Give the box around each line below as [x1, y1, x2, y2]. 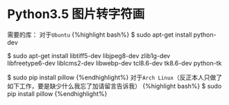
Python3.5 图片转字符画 [7, 6, 145, 22]
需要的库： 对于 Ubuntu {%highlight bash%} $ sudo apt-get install [7, 30, 192, 39]
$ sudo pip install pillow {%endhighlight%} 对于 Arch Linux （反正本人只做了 [7, 73, 223, 82]
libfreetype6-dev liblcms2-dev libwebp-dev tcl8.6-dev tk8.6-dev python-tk [7, 59, 222, 67]
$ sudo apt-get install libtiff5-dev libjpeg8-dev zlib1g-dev [7, 51, 171, 59]
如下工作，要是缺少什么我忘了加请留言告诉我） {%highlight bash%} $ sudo [7, 82, 222, 90]
